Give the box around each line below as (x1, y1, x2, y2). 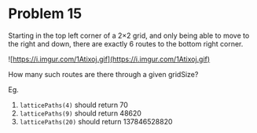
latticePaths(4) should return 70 (19, 100, 128, 109)
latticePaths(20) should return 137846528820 (19, 116, 173, 126)
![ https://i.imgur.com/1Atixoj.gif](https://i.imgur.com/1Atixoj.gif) (8, 54, 211, 64)
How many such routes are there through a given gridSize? (8, 69, 199, 79)
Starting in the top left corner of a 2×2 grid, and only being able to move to (8, 31, 250, 40)
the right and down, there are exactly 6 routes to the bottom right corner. (8, 39, 244, 48)
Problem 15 (8, 5, 83, 23)
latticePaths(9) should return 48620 (19, 108, 141, 118)
